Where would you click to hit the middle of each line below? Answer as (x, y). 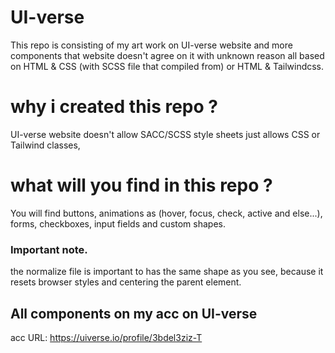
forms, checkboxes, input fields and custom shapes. (118, 223)
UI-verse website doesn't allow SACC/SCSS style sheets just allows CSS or (165, 134)
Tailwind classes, (45, 145)
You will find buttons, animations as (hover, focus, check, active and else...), (166, 213)
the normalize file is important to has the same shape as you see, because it (167, 272)
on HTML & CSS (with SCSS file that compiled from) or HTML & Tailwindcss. (167, 66)
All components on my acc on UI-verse (134, 313)
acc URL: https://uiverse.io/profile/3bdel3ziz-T (106, 337)
